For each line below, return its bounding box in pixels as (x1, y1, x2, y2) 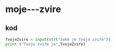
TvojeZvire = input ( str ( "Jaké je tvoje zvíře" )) (5, 37, 111, 42)
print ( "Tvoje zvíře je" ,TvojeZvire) (5, 41, 86, 46)
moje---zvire (5, 4, 61, 15)
